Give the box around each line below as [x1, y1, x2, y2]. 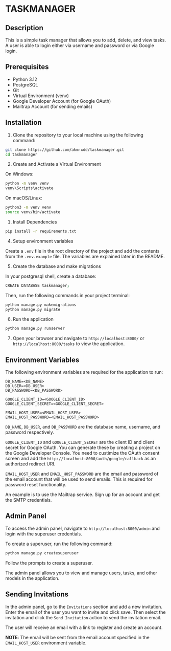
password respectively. [5, 429, 55, 435]
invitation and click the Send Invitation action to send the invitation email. [5, 614, 162, 620]
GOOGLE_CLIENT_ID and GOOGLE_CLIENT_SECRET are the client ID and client [5, 439, 155, 445]
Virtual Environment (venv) [12, 93, 69, 99]
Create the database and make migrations [12, 263, 101, 269]
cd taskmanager [5, 152, 38, 157]
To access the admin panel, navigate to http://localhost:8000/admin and [5, 525, 160, 531]
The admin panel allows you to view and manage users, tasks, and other [5, 570, 157, 576]
